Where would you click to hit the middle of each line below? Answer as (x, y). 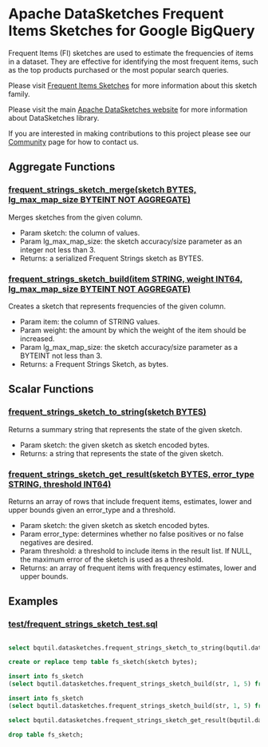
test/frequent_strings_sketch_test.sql (83, 624)
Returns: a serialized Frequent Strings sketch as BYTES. (112, 258)
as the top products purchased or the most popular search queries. (118, 70)
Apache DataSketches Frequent (116, 14)
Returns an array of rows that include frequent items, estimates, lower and (130, 501)
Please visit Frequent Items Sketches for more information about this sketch (133, 85)
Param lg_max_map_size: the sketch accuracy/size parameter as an (131, 241)
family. (19, 93)
